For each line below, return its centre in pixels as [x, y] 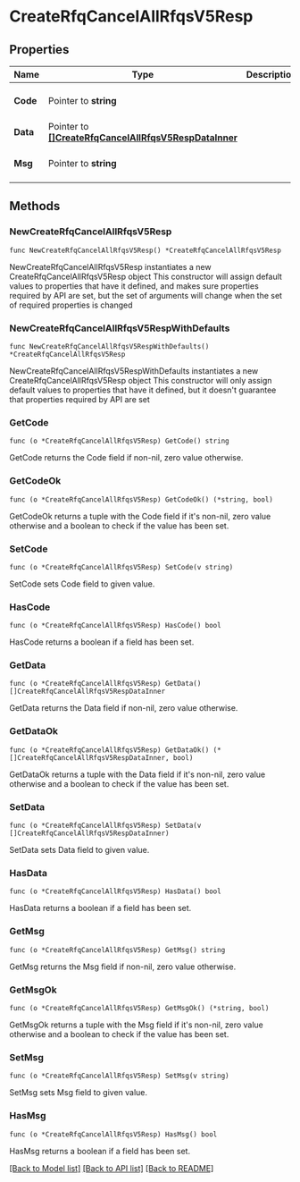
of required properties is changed [71, 305]
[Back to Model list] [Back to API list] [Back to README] [112, 1168]
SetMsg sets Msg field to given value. [79, 1093]
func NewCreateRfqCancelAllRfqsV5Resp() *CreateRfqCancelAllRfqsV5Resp [145, 250]
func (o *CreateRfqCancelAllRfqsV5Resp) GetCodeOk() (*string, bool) [142, 499]
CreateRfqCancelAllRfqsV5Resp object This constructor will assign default [146, 276]
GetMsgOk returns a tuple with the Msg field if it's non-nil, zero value [136, 1025]
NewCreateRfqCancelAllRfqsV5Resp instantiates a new [110, 266]
